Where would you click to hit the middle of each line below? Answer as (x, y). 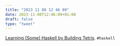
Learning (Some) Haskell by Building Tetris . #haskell (60, 38)
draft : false (19, 19)
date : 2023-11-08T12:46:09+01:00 (41, 14)
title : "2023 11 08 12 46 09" (37, 10)
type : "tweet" (20, 24)
